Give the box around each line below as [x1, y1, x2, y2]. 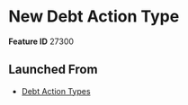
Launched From [8, 62, 98, 77]
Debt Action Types [21, 85, 91, 96]
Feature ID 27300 [8, 36, 74, 47]
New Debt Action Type [8, 6, 180, 27]
